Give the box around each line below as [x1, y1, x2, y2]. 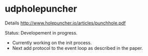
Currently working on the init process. [12, 39, 92, 46]
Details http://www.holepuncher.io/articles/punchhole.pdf [5, 20, 126, 26]
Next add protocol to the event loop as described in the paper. [12, 45, 143, 51]
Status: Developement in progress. [5, 30, 78, 36]
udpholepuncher [5, 3, 78, 15]
